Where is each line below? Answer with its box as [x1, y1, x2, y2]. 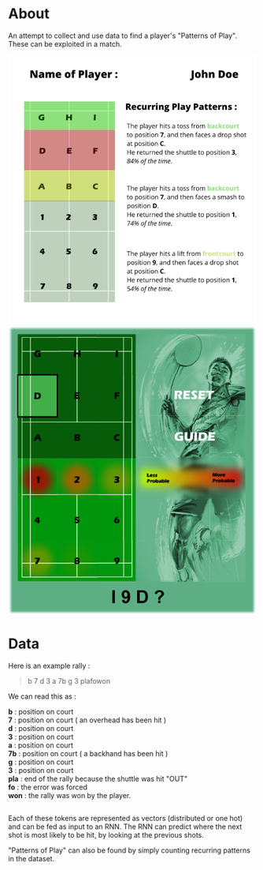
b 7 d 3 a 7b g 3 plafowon [27, 677, 111, 686]
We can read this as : [8, 692, 76, 701]
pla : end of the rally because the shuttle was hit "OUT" [8, 774, 187, 784]
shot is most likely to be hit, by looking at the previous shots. [8, 831, 205, 840]
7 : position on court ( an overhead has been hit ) [8, 715, 167, 725]
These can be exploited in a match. [8, 39, 122, 48]
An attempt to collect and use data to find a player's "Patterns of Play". [8, 31, 238, 40]
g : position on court [8, 757, 74, 767]
